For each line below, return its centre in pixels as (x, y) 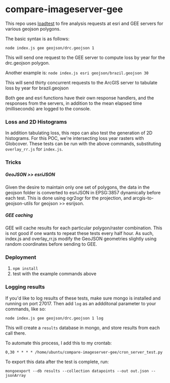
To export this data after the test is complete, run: (57, 362)
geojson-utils (19, 203)
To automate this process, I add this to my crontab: (59, 343)
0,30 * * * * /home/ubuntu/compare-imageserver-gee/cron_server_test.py (84, 352)
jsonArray (16, 375)
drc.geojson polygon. (27, 63)
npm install (25, 269)
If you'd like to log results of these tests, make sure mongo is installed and (83, 298)
